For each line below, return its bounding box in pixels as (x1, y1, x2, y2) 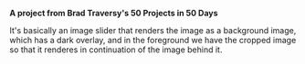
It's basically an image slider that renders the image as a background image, (9, 25, 297, 35)
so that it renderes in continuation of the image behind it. (9, 44, 223, 55)
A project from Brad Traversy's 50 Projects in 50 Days (9, 8, 218, 18)
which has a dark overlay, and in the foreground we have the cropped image (9, 35, 297, 45)
